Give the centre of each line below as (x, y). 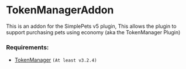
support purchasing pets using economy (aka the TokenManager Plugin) (93, 32)
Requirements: (27, 47)
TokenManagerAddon (60, 10)
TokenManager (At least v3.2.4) (56, 60)
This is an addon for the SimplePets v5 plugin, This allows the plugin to (91, 26)
